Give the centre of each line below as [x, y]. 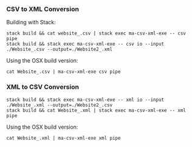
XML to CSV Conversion [43, 87]
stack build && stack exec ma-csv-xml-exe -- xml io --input [85, 100]
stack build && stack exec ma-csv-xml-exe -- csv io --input [85, 44]
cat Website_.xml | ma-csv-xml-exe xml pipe [63, 138]
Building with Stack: [31, 22]
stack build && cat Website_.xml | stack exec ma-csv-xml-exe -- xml [96, 110]
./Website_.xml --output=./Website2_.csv [60, 105]
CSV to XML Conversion [43, 9]
